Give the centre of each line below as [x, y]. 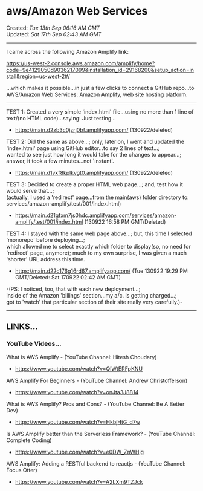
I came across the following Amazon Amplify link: [67, 51]
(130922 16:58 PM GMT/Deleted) [125, 221]
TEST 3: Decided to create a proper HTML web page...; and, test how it [95, 184]
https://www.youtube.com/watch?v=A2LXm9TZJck [79, 481]
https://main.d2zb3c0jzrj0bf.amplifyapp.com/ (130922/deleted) [94, 130]
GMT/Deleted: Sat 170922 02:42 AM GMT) [68, 277]
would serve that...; [30, 190]
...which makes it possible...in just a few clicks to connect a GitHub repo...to [100, 88]
